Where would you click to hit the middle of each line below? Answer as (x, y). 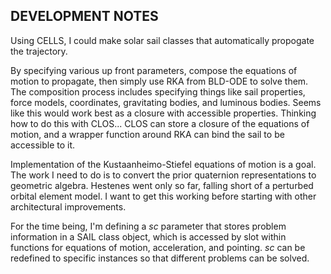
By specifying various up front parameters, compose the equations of (154, 70)
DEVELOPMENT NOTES (84, 16)
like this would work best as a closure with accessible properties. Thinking (163, 113)
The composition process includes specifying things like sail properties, (158, 91)
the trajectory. (39, 51)
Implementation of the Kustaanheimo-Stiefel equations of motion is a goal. (163, 164)
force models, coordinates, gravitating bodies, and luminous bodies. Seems (166, 102)
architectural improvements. (68, 206)
